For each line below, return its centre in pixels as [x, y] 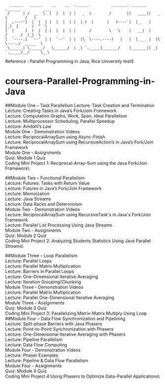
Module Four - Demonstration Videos [43, 350]
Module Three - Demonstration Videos [44, 287]
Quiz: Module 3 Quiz [26, 308]
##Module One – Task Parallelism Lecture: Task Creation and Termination [80, 105]
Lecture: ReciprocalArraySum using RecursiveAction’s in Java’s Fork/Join [79, 142]
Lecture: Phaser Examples [32, 355]
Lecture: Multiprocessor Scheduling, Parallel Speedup [60, 121]
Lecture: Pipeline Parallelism [34, 339]
